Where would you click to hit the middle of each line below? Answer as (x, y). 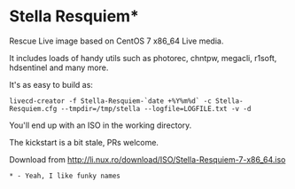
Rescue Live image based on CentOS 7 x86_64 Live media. (116, 41)
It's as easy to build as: (51, 84)
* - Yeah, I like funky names (65, 176)
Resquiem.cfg (33, 108)
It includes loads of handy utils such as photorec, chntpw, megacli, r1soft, (143, 58)
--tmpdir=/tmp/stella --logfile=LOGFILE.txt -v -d (156, 108)
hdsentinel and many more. (59, 67)
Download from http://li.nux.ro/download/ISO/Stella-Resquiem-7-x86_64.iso (147, 159)
